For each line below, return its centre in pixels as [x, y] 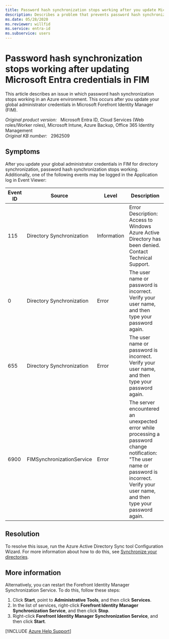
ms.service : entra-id [28, 29]
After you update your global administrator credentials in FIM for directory [82, 164]
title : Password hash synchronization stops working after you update [81, 10]
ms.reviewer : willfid [28, 24]
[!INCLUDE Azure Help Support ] [38, 631]
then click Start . [29, 621]
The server [142, 402]
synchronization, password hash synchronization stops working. [72, 169]
